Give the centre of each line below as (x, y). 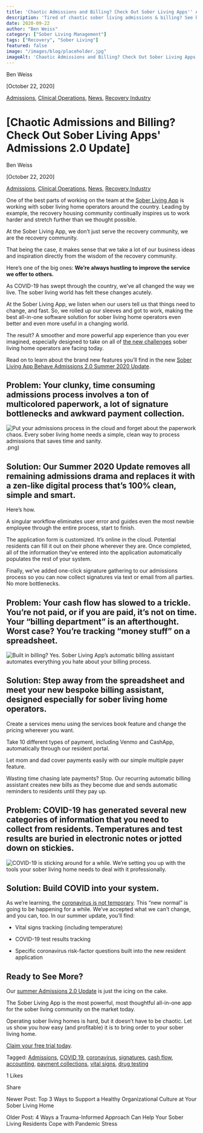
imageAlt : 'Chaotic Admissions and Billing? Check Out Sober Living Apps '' (104, 57)
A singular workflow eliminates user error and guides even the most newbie (100, 522)
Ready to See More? (45, 976)
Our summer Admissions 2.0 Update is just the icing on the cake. (87, 991)
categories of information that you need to (88, 820)
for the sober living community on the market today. (71, 1009)
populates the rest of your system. (49, 559)
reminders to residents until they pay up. (56, 791)
